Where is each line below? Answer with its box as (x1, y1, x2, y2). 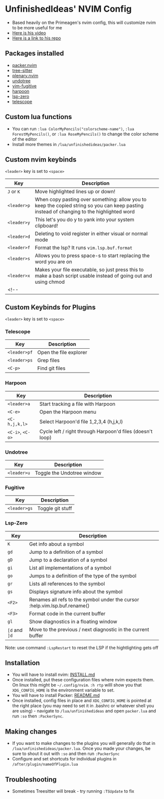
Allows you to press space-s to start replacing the (35, 252, 150, 259)
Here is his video (12, 30, 46, 36)
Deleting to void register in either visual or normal (35, 231, 148, 237)
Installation (5, 659, 40, 667)
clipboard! (35, 222, 59, 229)
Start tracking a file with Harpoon (39, 400, 116, 407)
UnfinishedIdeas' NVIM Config (5, 3, 132, 15)
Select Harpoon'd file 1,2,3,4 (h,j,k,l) (39, 418, 123, 425)
